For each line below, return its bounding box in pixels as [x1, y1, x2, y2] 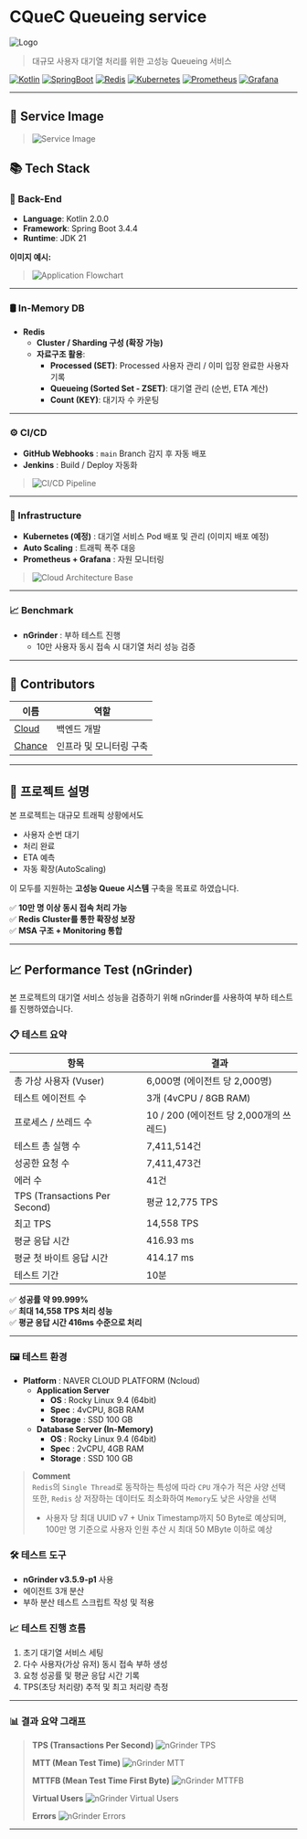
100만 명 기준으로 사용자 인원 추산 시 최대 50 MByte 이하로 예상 [45, 1524, 273, 1535]
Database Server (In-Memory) [36, 1423, 153, 1434]
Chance [14, 739, 48, 752]
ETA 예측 [22, 852, 56, 863]
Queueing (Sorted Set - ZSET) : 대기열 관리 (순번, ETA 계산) [49, 382, 269, 394]
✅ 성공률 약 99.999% [9, 1294, 89, 1305]
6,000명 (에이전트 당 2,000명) [145, 1075, 272, 1088]
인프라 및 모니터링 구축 [56, 740, 149, 753]
